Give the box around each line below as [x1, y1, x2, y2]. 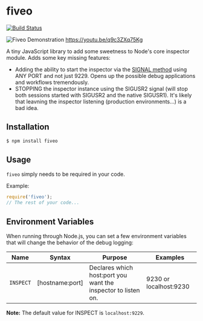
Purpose [102, 253, 127, 261]
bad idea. [14, 104, 39, 111]
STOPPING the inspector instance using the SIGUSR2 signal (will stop [14, 85, 188, 92]
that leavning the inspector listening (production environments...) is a [14, 98, 187, 105]
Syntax [50, 253, 71, 261]
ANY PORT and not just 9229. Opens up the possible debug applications [14, 72, 196, 79]
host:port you [89, 271, 127, 279]
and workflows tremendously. [14, 79, 89, 86]
